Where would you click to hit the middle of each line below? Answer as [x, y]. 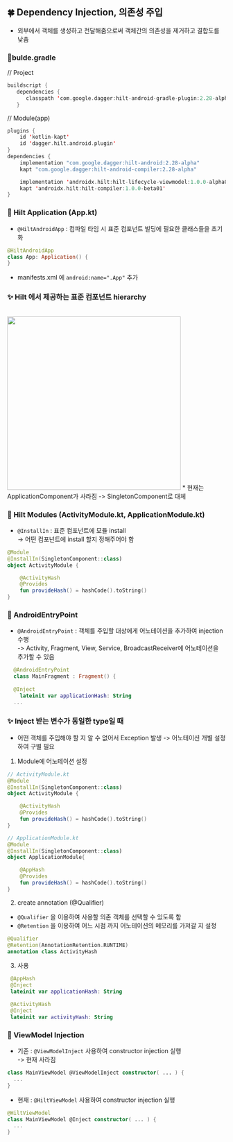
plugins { [21, 130]
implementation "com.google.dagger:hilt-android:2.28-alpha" [110, 163]
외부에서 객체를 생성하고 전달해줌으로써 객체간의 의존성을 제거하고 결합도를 [118, 31]
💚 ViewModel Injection [46, 1034]
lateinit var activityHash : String [61, 1017]
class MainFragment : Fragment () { [65, 676]
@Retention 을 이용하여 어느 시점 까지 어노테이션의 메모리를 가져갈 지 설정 [117, 926]
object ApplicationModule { [46, 858]
